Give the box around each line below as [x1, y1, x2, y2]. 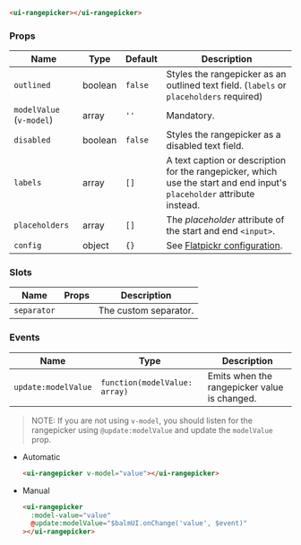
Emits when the [207, 369, 273, 382]
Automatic [21, 451, 61, 462]
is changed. [207, 392, 257, 404]
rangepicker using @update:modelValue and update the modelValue [30, 424, 273, 435]
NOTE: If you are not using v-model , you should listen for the [30, 415, 254, 426]
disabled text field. [166, 140, 245, 152]
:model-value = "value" [30, 511, 112, 520]
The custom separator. [98, 305, 194, 317]
